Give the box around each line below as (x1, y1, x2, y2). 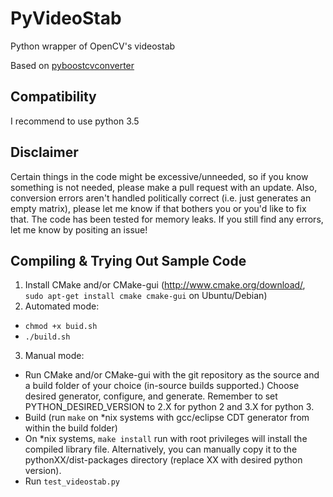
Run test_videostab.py (24, 475, 120, 487)
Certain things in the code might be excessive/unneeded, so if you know (10, 170, 309, 182)
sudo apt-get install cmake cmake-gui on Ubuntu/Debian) (24, 290, 268, 302)
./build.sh (24, 332, 71, 342)
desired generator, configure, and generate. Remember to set (24, 390, 278, 402)
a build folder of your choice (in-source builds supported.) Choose (24, 380, 300, 392)
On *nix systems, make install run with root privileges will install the (24, 433, 308, 445)
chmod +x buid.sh (24, 322, 98, 332)
